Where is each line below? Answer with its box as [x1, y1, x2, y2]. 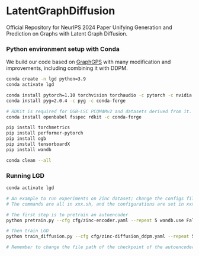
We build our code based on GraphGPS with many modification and [6, 58, 171, 66]
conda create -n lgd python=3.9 [6, 76, 86, 82]
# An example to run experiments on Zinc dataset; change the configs [6, 196, 184, 201]
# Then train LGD [6, 228, 49, 234]
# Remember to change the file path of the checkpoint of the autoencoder [6, 244, 195, 250]
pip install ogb [6, 136, 46, 142]
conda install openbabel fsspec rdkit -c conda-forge [6, 114, 142, 120]
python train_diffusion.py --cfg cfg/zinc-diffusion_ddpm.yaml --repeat [6, 233, 190, 239]
